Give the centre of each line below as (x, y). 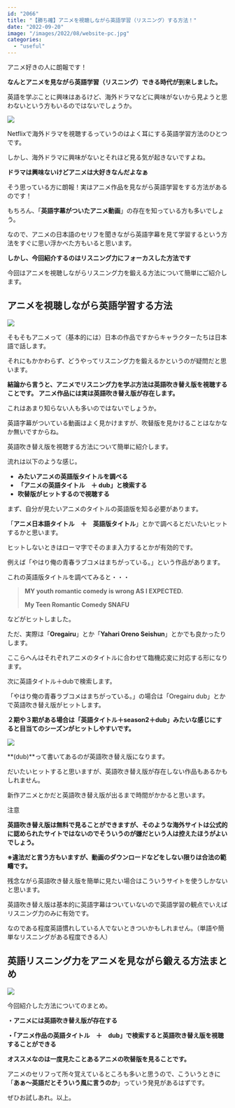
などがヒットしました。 (41, 619)
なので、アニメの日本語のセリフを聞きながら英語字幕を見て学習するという (114, 234)
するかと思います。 (35, 532)
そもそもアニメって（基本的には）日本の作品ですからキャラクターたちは (111, 337)
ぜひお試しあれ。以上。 (41, 1097)
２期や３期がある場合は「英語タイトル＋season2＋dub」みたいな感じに (112, 719)
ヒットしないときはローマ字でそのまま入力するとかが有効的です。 (102, 547)
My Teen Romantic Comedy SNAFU (77, 604)
